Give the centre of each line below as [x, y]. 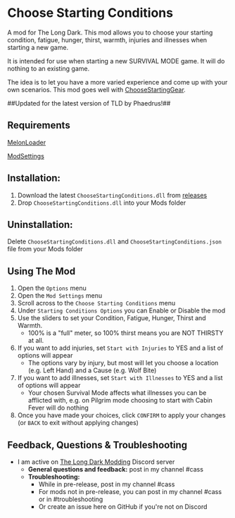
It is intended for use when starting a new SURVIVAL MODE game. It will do [116, 61]
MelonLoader [27, 142]
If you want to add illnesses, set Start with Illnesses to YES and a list [120, 378]
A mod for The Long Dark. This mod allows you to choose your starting [110, 32]
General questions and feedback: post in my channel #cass [116, 469]
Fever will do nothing [58, 408]
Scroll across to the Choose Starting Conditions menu [96, 303]
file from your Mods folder [45, 249]
